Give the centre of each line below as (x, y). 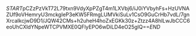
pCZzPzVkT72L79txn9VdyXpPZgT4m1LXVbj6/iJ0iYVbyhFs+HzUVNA (106, 8)
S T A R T (14, 8)
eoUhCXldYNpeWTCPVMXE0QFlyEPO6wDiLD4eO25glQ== (78, 27)
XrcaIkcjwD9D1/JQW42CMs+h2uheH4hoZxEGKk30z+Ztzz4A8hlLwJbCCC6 (98, 21)
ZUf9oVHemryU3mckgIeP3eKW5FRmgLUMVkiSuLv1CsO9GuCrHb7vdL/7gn (98, 15)
